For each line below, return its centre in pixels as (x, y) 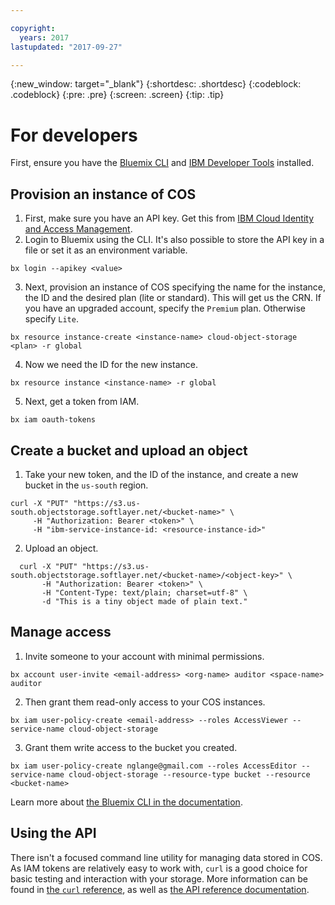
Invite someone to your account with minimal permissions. (144, 656)
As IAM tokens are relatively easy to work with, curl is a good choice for (159, 868)
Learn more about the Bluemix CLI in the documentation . (126, 802)
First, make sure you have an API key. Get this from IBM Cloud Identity (169, 218)
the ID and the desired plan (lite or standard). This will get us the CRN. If (173, 298)
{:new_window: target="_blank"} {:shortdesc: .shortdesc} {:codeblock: (156, 84)
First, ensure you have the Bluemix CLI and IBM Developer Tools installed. (162, 163)
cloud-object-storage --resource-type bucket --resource (189, 774)
